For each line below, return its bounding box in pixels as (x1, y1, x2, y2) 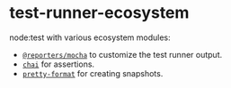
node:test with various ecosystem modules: (9, 32, 171, 43)
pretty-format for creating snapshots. (22, 68, 164, 78)
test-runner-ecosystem (9, 3, 190, 23)
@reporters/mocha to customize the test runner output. (22, 49, 223, 60)
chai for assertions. (22, 59, 95, 69)
